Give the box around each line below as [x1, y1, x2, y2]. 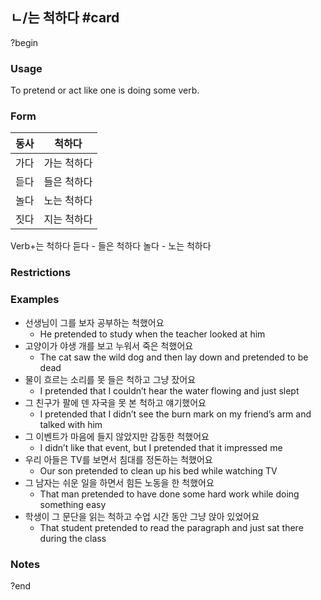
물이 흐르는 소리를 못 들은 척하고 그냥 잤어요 [24, 373, 197, 385]
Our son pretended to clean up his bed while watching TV [39, 464, 278, 477]
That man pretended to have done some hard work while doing [39, 488, 300, 500]
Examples [10, 293, 60, 307]
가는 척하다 [43, 156, 93, 170]
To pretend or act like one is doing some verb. [10, 84, 200, 97]
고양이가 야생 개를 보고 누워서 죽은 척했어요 [24, 339, 194, 352]
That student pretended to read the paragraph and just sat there [39, 521, 304, 533]
